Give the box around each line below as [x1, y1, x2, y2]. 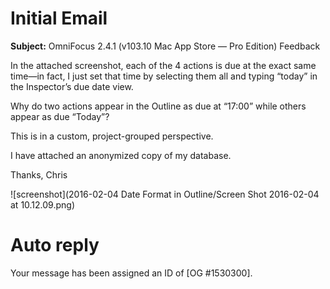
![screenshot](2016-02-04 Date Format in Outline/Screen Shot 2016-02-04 [10, 188, 320, 200]
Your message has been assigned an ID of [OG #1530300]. [10, 267, 253, 279]
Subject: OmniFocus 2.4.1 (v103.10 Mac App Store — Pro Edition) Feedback [10, 40, 321, 52]
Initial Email [10, 7, 108, 30]
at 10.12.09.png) [10, 198, 76, 211]
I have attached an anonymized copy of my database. [10, 149, 232, 161]
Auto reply [10, 234, 100, 257]
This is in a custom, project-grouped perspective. [10, 130, 214, 142]
